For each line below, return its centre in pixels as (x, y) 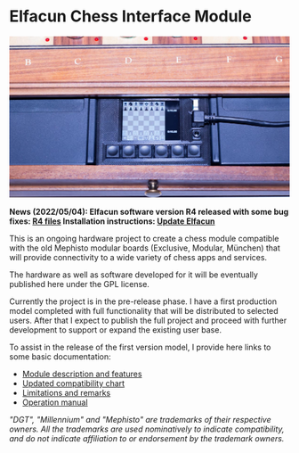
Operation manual (55, 402)
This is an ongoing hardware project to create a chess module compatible (144, 238)
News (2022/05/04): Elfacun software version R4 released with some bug (149, 211)
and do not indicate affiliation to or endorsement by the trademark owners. (147, 438)
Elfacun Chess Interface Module (130, 16)
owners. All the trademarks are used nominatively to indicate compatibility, (147, 429)
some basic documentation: (60, 356)
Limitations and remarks (66, 392)
